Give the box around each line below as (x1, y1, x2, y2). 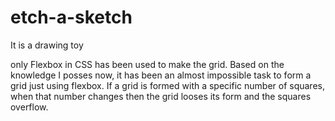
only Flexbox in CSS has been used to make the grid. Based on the (10, 58, 285, 70)
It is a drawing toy (10, 39, 84, 51)
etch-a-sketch (10, 6, 133, 29)
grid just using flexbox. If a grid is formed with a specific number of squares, (10, 79, 325, 91)
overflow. (10, 101, 49, 113)
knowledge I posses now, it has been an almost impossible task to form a (10, 69, 312, 81)
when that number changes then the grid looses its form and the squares (10, 90, 312, 102)
